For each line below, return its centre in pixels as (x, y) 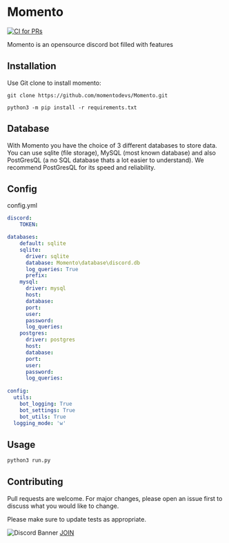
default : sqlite (43, 244)
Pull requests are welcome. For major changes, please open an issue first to (115, 498)
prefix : (37, 276)
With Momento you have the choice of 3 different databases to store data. (112, 145)
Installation (32, 66)
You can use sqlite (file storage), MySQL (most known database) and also (111, 152)
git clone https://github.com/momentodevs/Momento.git (88, 95)
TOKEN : (29, 225)
